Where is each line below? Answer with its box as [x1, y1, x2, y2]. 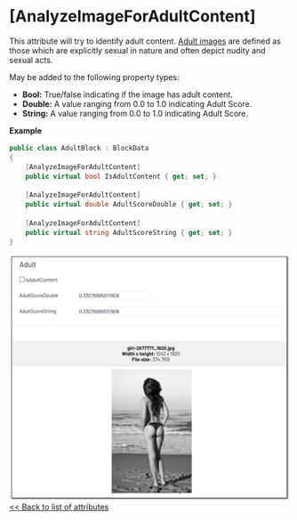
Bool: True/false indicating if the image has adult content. [21, 89, 233, 100]
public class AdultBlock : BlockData [9, 143, 149, 152]
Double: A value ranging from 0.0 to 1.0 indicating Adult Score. [21, 98, 253, 109]
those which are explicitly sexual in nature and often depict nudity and [9, 45, 266, 55]
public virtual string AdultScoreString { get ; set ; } [25, 228, 233, 237]
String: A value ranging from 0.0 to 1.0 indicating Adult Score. [21, 108, 249, 118]
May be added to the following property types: [9, 71, 180, 82]
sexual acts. [9, 54, 53, 65]
